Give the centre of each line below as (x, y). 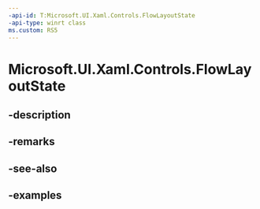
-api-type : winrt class (47, 23)
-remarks (32, 142)
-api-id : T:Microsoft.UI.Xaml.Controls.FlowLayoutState (102, 15)
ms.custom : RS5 (33, 30)
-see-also (33, 168)
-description (39, 115)
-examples (35, 195)
